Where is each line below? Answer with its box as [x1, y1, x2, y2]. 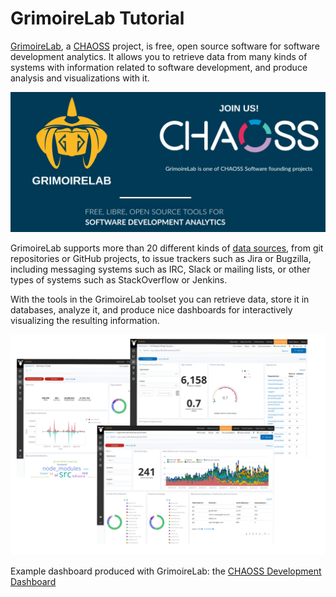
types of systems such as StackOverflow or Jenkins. [10, 274, 228, 286]
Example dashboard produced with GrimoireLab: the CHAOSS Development [10, 565, 322, 577]
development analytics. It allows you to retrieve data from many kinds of [10, 50, 308, 62]
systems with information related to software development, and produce [10, 61, 308, 73]
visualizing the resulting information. [10, 315, 160, 327]
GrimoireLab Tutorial [10, 7, 185, 30]
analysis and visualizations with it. [10, 72, 150, 84]
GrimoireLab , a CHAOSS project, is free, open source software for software [10, 40, 320, 52]
